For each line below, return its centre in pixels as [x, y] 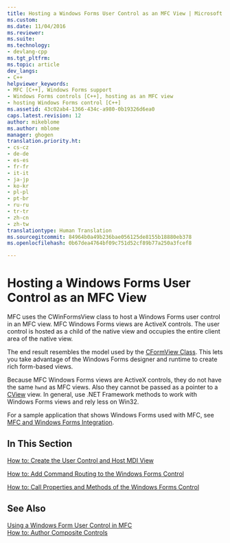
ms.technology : [29, 45]
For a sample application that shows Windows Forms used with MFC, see [111, 415]
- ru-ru [18, 205]
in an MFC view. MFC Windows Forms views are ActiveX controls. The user [113, 324]
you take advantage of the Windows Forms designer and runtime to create [112, 359]
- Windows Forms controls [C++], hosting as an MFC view [90, 97]
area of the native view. [40, 339]
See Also [26, 509]
